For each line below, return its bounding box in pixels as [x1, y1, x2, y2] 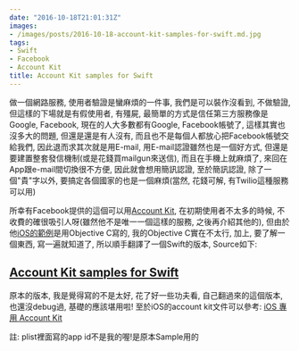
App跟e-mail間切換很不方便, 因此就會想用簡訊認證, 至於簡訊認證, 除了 [9, 163, 265, 174]
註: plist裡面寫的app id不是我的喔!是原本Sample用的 [9, 331, 199, 342]
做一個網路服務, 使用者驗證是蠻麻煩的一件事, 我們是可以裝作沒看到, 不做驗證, [9, 96, 291, 107]
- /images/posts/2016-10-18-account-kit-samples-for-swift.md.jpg [9, 29, 262, 38]
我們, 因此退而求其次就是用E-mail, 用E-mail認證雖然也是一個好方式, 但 [16, 141, 273, 152]
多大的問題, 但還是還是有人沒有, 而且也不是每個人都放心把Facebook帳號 [16, 130, 281, 141]
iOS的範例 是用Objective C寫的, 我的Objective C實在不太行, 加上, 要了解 [17, 227, 278, 238]
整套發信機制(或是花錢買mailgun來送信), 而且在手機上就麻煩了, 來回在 [32, 153, 288, 163]
